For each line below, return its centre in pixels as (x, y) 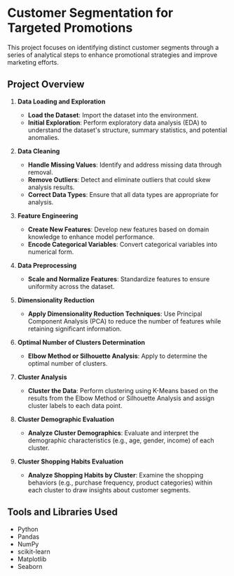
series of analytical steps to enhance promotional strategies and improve (112, 55)
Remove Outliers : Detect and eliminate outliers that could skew (119, 179)
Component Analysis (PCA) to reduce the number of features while (124, 321)
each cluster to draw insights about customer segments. (109, 489)
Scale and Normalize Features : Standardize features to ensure (119, 279)
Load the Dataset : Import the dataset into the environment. (113, 115)
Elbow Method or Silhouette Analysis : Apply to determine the (118, 356)
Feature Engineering (48, 215)
